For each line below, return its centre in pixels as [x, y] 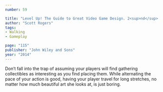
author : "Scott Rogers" [29, 23]
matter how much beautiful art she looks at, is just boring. [63, 84]
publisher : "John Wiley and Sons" [40, 50]
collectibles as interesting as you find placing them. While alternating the [78, 73]
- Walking [15, 32]
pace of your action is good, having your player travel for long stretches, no [81, 79]
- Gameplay [16, 37]
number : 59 [16, 10]
